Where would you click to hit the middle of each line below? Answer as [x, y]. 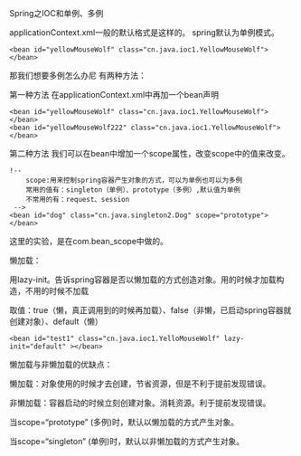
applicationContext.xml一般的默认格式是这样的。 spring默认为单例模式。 [144, 33]
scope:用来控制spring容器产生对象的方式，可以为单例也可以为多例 [134, 180]
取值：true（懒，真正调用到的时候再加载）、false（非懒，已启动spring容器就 [150, 310]
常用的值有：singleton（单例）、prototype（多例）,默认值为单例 [133, 190]
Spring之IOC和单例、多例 [56, 13]
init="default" [38, 347]
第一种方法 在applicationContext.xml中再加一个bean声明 [114, 95]
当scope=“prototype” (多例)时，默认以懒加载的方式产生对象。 [124, 422]
